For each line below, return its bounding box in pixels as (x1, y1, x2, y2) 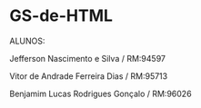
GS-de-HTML (9, 5, 114, 26)
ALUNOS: (9, 35, 45, 46)
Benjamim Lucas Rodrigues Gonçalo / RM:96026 (9, 88, 193, 99)
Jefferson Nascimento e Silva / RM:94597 (9, 53, 166, 64)
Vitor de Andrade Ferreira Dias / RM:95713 (9, 70, 168, 82)
